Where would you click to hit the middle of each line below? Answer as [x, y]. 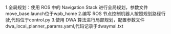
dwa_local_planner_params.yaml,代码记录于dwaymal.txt [65, 26]
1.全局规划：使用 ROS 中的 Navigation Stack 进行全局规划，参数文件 [77, 7]
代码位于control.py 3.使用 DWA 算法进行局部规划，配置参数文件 [78, 20]
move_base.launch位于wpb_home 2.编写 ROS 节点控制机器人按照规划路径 [83, 13]
